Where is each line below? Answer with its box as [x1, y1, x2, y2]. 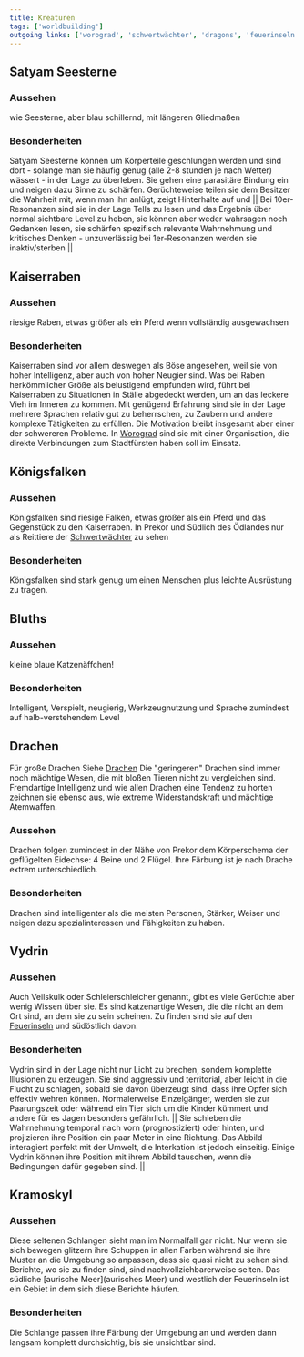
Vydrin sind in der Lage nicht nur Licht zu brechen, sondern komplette [9, 1064, 272, 1075]
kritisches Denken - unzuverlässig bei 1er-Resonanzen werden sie [9, 233, 258, 244]
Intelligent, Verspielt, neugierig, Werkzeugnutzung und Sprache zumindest [9, 702, 289, 713]
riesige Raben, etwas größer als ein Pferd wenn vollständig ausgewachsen [9, 317, 289, 328]
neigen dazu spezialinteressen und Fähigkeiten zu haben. [9, 917, 226, 928]
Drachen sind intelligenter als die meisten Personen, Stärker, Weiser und [9, 907, 280, 918]
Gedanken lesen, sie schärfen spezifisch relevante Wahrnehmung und [9, 223, 273, 234]
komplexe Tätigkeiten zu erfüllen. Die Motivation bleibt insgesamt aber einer [9, 418, 295, 429]
